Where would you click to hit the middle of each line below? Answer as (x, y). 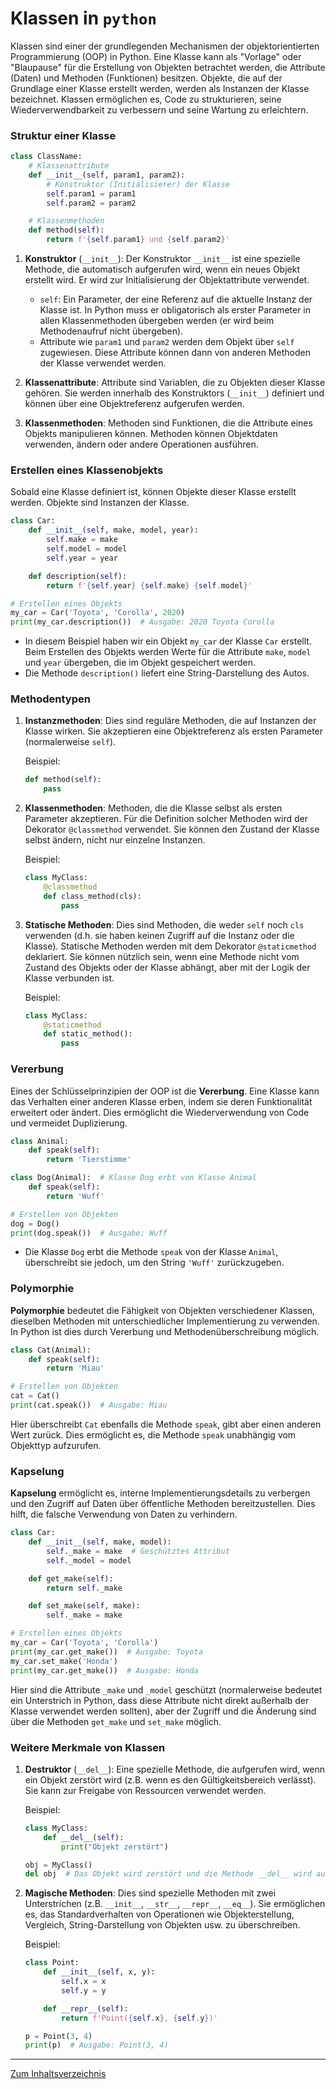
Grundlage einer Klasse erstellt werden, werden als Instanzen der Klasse (160, 88)
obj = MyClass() (58, 1865)
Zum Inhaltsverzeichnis (58, 2074)
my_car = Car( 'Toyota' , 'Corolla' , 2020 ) (98, 613)
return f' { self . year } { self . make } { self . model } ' (149, 585)
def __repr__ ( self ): (86, 2008)
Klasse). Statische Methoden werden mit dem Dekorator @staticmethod (170, 946)
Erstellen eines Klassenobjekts (87, 470)
